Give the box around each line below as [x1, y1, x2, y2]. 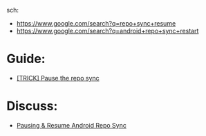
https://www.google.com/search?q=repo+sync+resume [16, 19, 176, 27]
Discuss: [6, 99, 58, 114]
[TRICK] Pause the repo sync [16, 74, 100, 82]
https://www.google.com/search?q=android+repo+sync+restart [16, 27, 199, 35]
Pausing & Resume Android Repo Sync [16, 121, 127, 129]
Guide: [6, 51, 46, 67]
